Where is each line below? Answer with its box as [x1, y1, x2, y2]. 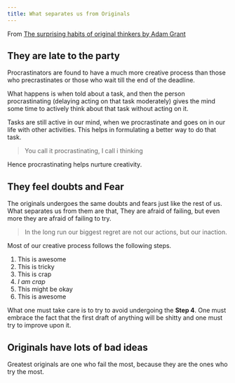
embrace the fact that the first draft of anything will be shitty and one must [7, 313, 223, 322]
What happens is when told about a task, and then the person [7, 89, 185, 98]
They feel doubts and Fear [7, 181, 124, 193]
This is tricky [17, 263, 55, 271]
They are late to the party [7, 50, 121, 62]
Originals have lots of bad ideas [7, 342, 149, 353]
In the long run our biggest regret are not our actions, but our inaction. [24, 228, 228, 236]
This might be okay [17, 285, 74, 294]
